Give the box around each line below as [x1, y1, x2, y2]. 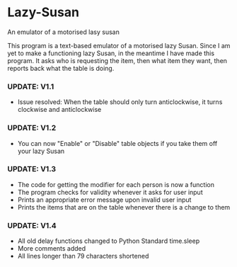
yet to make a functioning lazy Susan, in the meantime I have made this [7, 49, 214, 57]
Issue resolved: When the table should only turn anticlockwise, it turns [17, 98, 223, 106]
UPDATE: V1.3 [7, 164, 57, 174]
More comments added [17, 244, 86, 253]
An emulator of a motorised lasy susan [7, 28, 120, 36]
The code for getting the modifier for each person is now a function [17, 180, 214, 188]
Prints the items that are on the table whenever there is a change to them [17, 203, 231, 211]
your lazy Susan [17, 147, 65, 155]
